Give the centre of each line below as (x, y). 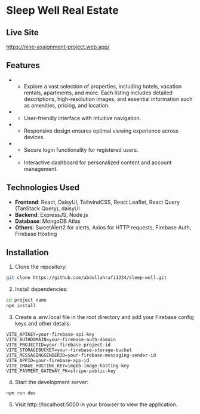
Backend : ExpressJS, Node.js (51, 214)
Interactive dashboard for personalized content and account (98, 162)
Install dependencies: (41, 289)
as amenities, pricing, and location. (67, 105)
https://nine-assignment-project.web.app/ (58, 47)
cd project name (26, 300)
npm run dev (21, 393)
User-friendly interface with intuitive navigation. (82, 118)
